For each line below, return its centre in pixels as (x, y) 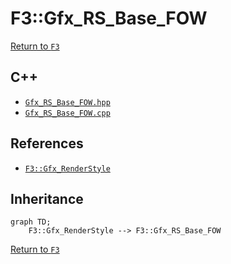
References (47, 143)
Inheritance (47, 198)
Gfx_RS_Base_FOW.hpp (67, 102)
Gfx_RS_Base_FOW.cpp (67, 113)
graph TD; (31, 222)
